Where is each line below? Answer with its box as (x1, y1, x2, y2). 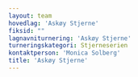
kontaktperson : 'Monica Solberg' (8, 49, 121, 57)
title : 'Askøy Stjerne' (8, 57, 89, 65)
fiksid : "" (8, 26, 45, 34)
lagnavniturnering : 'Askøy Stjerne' (8, 34, 132, 43)
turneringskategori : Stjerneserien (8, 42, 128, 50)
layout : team (8, 11, 52, 20)
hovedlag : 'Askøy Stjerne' (8, 19, 99, 27)
